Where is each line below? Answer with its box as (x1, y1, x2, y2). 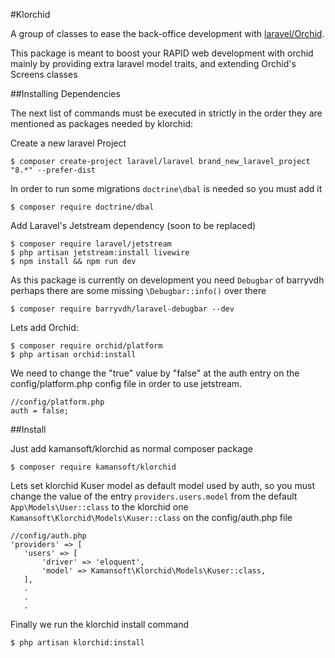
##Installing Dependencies (10, 88, 121, 99)
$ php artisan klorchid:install (10, 638, 145, 648)
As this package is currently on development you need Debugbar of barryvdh (10, 274, 325, 286)
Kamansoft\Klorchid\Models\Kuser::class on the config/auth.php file (10, 512, 293, 523)
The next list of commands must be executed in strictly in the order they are (10, 107, 323, 119)
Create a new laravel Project (10, 137, 127, 149)
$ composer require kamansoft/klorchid (10, 462, 177, 472)
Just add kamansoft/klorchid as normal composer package (10, 443, 253, 454)
